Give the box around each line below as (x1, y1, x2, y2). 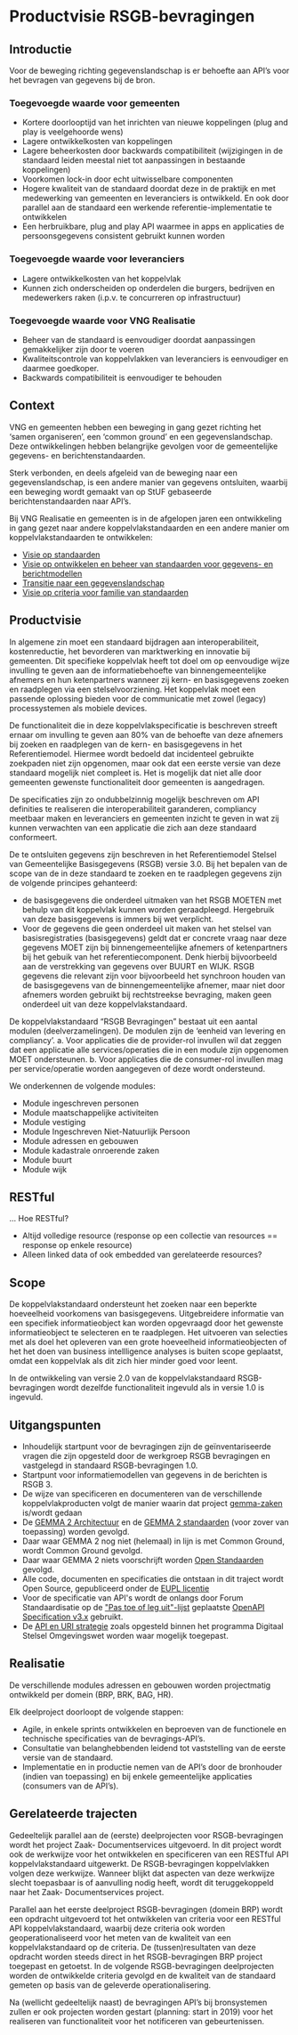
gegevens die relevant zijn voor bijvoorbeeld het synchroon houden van (21, 970, 286, 981)
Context (9, 398, 55, 413)
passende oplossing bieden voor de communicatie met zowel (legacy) (9, 693, 267, 704)
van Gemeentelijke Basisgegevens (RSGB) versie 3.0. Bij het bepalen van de (9, 858, 287, 869)
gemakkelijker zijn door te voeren (21, 344, 145, 354)
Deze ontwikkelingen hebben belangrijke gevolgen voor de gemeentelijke (9, 441, 278, 451)
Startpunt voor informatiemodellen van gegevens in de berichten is (21, 1469, 268, 1480)
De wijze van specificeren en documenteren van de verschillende (21, 1488, 262, 1499)
